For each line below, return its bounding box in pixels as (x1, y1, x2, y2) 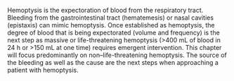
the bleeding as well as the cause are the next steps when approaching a (7, 58, 219, 66)
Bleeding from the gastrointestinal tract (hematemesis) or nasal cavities (7, 13, 214, 22)
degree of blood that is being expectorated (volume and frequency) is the (7, 28, 220, 37)
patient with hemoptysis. (7, 66, 79, 74)
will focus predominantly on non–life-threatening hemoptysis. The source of (7, 51, 227, 59)
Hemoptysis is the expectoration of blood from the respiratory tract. (7, 6, 204, 14)
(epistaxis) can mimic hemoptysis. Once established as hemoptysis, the (7, 21, 215, 29)
